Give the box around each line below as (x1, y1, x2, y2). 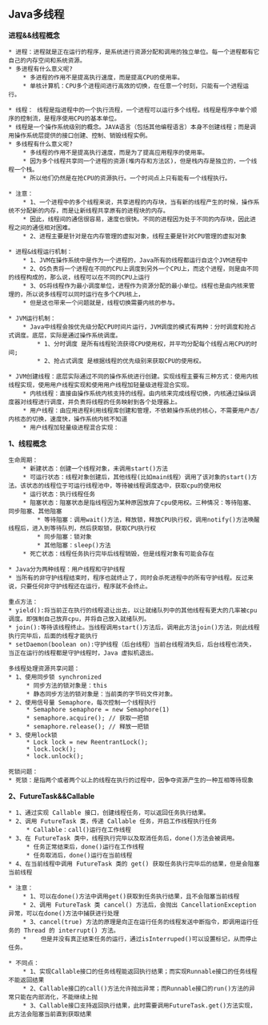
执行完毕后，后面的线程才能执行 (8, 632, 98, 640)
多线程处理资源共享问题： (8, 664, 80, 672)
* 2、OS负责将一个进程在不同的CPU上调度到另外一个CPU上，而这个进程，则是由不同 (22, 264, 258, 272)
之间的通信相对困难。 (14, 224, 74, 232)
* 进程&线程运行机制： (8, 248, 74, 256)
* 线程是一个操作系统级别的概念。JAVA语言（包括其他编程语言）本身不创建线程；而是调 (8, 123, 256, 131)
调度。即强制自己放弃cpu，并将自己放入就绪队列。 (8, 615, 150, 623)
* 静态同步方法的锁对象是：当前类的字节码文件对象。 (26, 690, 177, 698)
